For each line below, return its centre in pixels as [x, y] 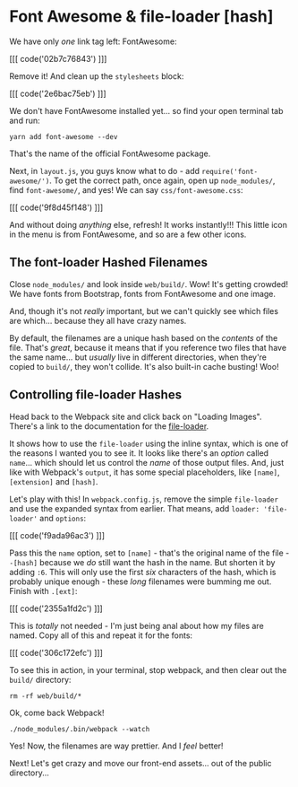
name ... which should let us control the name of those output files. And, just [147, 462]
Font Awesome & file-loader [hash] [141, 17]
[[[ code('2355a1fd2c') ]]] [56, 608]
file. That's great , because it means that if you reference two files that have [148, 347]
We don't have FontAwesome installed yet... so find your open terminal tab [146, 110]
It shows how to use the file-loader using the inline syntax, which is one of [149, 443]
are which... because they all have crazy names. [98, 320]
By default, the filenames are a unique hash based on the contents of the [144, 337]
